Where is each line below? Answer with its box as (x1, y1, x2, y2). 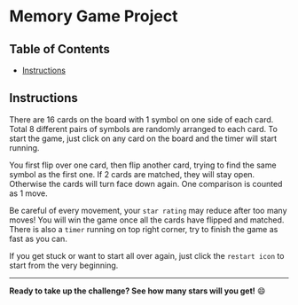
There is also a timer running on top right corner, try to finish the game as (9, 223, 278, 234)
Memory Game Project (9, 6, 178, 27)
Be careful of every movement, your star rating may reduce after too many (9, 205, 287, 215)
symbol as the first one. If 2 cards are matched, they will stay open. (9, 168, 255, 179)
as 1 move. (9, 188, 48, 199)
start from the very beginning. (9, 260, 119, 270)
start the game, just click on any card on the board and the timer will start (9, 133, 278, 144)
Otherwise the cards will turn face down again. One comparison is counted (9, 178, 283, 189)
